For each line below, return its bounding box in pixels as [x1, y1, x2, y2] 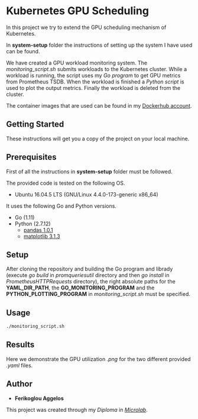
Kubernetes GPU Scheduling [6, 4, 150, 18]
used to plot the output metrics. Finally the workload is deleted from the [6, 84, 181, 91]
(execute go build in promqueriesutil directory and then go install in [6, 272, 170, 279]
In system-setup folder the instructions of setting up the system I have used [6, 41, 193, 49]
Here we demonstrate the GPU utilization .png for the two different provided [6, 355, 191, 362]
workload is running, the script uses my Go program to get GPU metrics [6, 72, 181, 79]
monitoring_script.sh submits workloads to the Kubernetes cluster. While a [6, 65, 187, 72]
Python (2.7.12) [14, 220, 51, 227]
